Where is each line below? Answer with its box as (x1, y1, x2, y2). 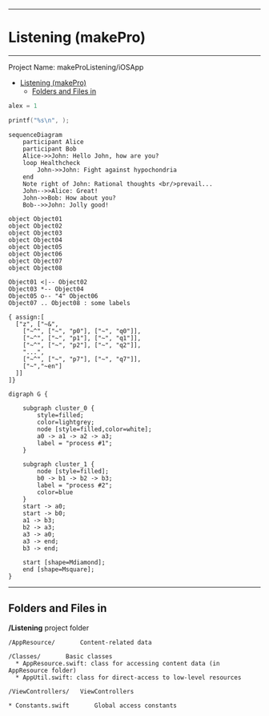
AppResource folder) (8, 666, 78, 674)
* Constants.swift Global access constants (8, 702, 178, 710)
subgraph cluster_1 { (22, 460, 94, 469)
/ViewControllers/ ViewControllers (8, 687, 134, 695)
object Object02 (8, 222, 62, 230)
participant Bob (22, 145, 78, 153)
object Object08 (8, 263, 62, 272)
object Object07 (8, 257, 62, 265)
